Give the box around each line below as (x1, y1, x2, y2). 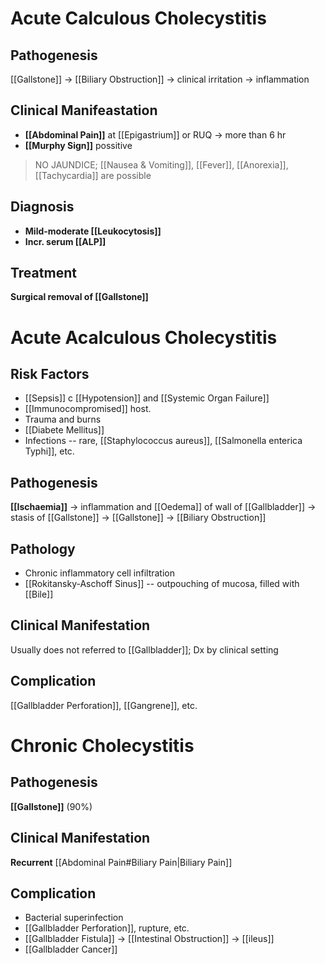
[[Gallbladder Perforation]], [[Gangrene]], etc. (10, 699, 198, 711)
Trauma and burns (24, 413, 102, 426)
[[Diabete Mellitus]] (24, 424, 105, 436)
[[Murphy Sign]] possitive (24, 139, 133, 151)
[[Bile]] (24, 588, 54, 601)
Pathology (10, 540, 76, 557)
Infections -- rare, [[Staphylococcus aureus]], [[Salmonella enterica (24, 435, 303, 447)
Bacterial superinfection (24, 912, 124, 924)
